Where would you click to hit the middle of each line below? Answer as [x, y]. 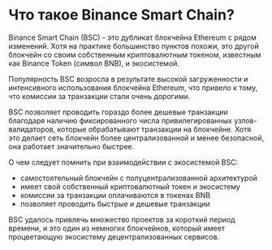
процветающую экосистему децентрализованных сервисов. [114, 236]
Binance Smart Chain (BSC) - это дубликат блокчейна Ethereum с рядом [133, 37]
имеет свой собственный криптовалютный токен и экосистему [130, 186]
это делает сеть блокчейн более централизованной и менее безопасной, [136, 138]
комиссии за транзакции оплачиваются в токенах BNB [115, 195]
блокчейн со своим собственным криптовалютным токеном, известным [135, 54]
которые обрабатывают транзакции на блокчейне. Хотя [154, 129]
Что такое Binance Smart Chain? [122, 15]
